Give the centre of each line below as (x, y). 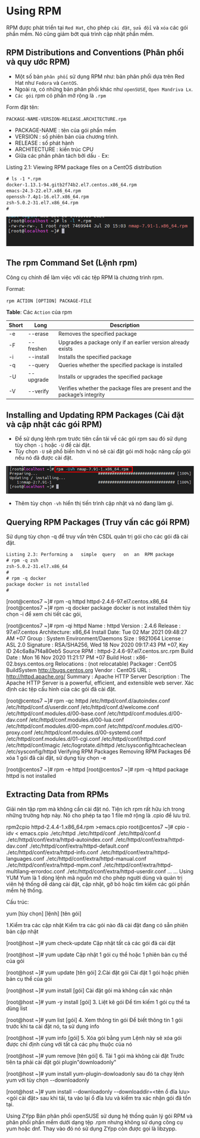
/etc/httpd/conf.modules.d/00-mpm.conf (56, 726)
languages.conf (25, 858)
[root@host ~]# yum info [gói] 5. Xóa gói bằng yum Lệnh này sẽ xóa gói (94, 1038)
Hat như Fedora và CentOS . (46, 82)
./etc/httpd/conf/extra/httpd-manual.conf (96, 858)
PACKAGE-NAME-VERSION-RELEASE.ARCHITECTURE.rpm (66, 119)
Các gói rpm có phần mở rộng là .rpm (60, 95)
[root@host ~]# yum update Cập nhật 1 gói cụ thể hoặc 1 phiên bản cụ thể (97, 955)
